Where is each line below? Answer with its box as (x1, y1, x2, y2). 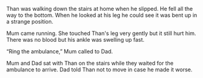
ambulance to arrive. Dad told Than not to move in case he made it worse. (6, 66, 193, 73)
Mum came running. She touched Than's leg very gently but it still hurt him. (6, 30, 197, 37)
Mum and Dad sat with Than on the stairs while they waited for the (6, 60, 174, 67)
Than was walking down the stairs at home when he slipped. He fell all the (6, 5, 193, 12)
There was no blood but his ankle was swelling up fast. (6, 36, 145, 43)
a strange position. (6, 18, 54, 25)
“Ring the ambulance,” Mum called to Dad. (6, 48, 113, 55)
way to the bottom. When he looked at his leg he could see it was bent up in (6, 11, 197, 19)
